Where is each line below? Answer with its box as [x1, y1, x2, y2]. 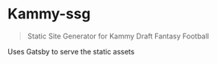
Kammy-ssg [7, 5, 91, 23]
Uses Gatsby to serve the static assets [7, 46, 135, 56]
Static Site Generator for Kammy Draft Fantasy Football [27, 31, 210, 41]
